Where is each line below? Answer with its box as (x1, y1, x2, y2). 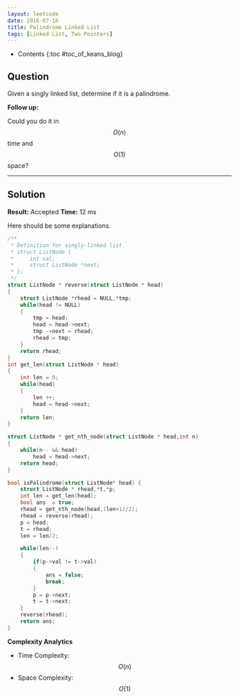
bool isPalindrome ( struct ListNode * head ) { (7, 479, 142, 486)
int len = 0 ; (20, 374, 59, 382)
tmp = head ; (33, 315, 69, 322)
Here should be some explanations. (7, 221, 112, 230)
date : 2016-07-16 (7, 17, 59, 24)
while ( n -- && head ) (20, 446, 78, 453)
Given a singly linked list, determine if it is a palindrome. (7, 90, 171, 98)
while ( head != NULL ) (20, 301, 81, 308)
